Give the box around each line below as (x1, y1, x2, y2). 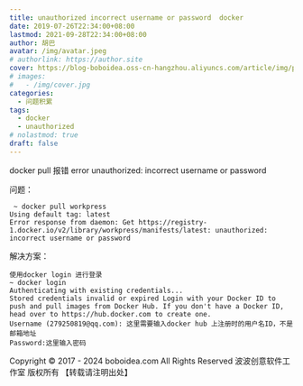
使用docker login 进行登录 (9, 270, 103, 280)
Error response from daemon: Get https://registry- (9, 217, 207, 226)
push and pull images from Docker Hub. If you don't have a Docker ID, (9, 301, 284, 311)
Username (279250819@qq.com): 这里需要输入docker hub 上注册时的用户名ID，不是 (9, 319, 293, 328)
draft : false (9, 139, 59, 148)
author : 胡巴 (9, 38, 56, 48)
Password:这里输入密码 (9, 338, 87, 347)
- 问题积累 (17, 96, 53, 106)
